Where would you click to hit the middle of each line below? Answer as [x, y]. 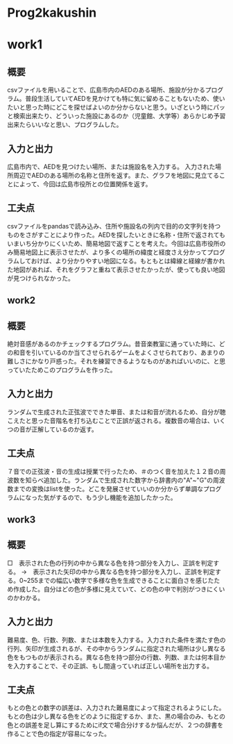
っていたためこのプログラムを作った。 [62, 370]
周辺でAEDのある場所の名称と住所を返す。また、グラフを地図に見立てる [116, 175]
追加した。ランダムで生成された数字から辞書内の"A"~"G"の [128, 480]
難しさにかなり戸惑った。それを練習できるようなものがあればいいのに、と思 [116, 361]
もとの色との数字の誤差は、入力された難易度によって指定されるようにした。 [116, 708]
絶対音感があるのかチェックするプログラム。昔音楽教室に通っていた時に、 [113, 344]
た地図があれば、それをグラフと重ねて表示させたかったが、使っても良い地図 [116, 270]
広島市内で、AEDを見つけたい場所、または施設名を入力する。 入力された [111, 167]
